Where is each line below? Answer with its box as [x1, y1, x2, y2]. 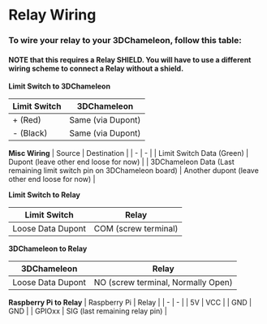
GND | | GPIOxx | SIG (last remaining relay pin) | [8, 306, 168, 316]
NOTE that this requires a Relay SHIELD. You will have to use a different [8, 54, 252, 64]
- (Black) [12, 127, 48, 139]
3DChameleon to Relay [8, 244, 88, 253]
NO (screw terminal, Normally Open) [93, 277, 233, 288]
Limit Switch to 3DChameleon [8, 81, 111, 91]
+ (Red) [12, 114, 42, 126]
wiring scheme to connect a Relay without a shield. [8, 63, 184, 73]
